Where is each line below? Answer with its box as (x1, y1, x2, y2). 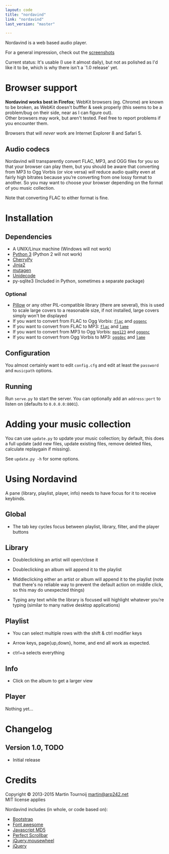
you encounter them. (5, 121, 49, 127)
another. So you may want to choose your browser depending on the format (5, 180, 163, 186)
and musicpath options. (5, 368, 53, 374)
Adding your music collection (5, 419, 131, 430)
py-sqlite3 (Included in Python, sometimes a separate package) (12, 278, 145, 284)
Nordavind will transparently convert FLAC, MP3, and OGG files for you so (5, 158, 159, 164)
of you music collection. (5, 185, 55, 191)
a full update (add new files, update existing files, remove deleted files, (5, 440, 152, 446)
